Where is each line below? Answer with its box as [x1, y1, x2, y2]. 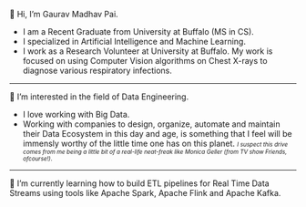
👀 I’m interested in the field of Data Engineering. [9, 91, 189, 102]
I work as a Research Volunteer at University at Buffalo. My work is [22, 46, 273, 57]
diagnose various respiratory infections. [22, 65, 173, 76]
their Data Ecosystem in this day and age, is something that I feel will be [22, 129, 293, 139]
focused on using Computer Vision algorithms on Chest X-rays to [22, 56, 268, 66]
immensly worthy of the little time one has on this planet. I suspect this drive [22, 138, 289, 149]
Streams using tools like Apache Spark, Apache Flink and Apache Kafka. [9, 188, 281, 198]
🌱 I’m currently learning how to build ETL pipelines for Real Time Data [9, 178, 270, 189]
